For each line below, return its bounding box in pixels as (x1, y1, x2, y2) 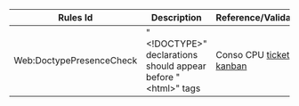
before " (145, 71, 181, 83)
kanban (215, 60, 247, 72)
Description (150, 12, 202, 23)
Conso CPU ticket (215, 49, 290, 61)
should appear (145, 60, 206, 72)
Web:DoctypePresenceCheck (13, 54, 138, 66)
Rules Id (57, 12, 93, 23)
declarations (145, 49, 198, 61)
